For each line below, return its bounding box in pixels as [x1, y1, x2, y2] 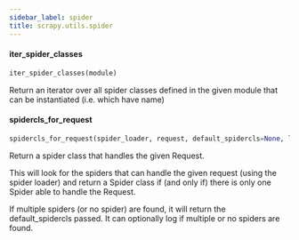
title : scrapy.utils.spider [9, 21, 114, 30]
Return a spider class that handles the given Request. [9, 150, 205, 161]
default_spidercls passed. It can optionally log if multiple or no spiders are [9, 212, 280, 223]
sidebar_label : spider [9, 12, 93, 22]
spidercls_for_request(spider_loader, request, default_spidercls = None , [9, 134, 285, 143]
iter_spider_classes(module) [9, 68, 117, 77]
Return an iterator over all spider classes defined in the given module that [9, 84, 279, 95]
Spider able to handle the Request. [9, 186, 136, 196]
